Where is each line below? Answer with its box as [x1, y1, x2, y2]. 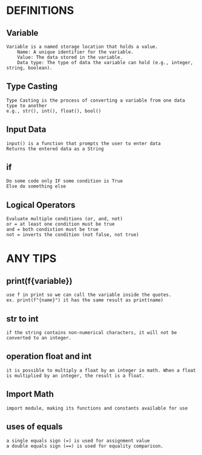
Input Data [6, 125, 47, 135]
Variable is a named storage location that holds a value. [6, 44, 158, 50]
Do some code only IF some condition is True [6, 178, 123, 185]
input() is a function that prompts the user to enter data [6, 140, 161, 146]
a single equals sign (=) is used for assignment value [6, 437, 150, 444]
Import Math [6, 389, 54, 399]
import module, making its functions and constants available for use [6, 405, 188, 411]
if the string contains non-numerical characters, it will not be [6, 330, 177, 336]
